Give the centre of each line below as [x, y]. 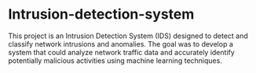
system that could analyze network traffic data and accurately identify [122, 52]
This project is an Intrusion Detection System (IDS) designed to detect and [128, 36]
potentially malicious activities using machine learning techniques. [115, 61]
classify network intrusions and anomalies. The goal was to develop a [121, 43]
